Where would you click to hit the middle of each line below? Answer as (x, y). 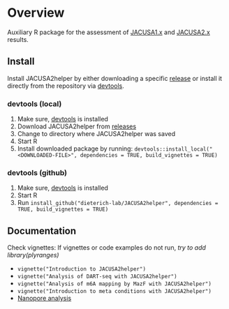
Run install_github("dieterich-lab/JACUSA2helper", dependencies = (118, 203)
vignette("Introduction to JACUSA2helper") (82, 269)
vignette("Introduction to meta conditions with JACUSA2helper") (114, 292)
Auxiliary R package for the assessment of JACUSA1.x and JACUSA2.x (109, 32)
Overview (36, 13)
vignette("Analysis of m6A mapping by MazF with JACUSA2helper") (114, 284)
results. (18, 39)
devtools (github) (37, 172)
